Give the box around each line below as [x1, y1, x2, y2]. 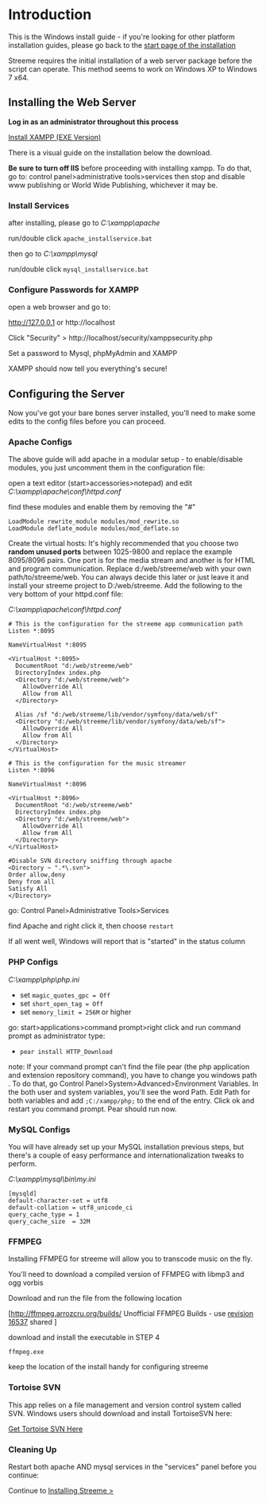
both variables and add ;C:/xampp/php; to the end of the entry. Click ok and [8, 1095, 255, 1105]
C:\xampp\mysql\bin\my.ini [8, 1174, 97, 1184]
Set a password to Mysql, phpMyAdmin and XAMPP [8, 349, 178, 358]
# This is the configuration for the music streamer [8, 759, 187, 767]
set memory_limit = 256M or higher [19, 1007, 132, 1017]
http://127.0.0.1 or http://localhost [8, 318, 115, 327]
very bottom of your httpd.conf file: [8, 589, 124, 599]
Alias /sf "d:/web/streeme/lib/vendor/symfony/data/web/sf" [15, 711, 218, 719]
